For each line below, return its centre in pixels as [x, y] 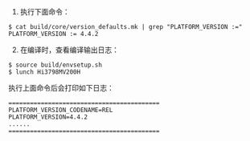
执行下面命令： [45, 12]
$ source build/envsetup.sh [55, 65]
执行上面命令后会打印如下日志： [61, 88]
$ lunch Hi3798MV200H [45, 72]
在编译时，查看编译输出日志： [69, 50]
